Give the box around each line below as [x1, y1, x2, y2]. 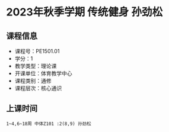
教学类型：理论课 [14, 63, 57, 69]
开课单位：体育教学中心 [14, 70, 72, 77]
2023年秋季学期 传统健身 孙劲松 [6, 5, 163, 19]
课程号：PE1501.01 [14, 48, 60, 54]
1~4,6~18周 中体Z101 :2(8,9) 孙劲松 [6, 121, 91, 127]
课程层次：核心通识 [14, 85, 62, 92]
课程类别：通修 [14, 78, 52, 84]
